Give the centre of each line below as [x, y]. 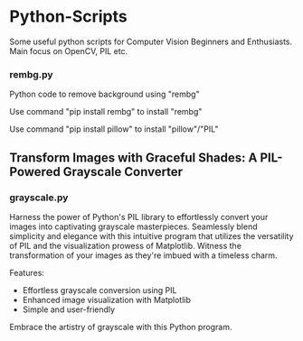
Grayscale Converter [123, 172]
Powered [35, 172]
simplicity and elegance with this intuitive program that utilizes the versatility [151, 235]
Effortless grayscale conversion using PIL [99, 290]
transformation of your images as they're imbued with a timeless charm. [143, 255]
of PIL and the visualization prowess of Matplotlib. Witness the [126, 245]
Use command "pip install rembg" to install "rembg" [106, 112]
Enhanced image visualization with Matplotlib [107, 300]
